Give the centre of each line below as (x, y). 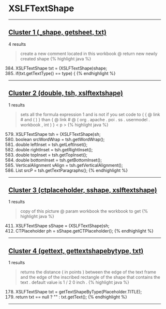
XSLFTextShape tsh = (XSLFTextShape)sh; (58, 134)
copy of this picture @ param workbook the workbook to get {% (84, 211)
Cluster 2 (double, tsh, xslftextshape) (66, 93)
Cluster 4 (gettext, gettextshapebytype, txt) (76, 251)
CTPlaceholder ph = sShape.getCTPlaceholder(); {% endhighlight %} (84, 231)
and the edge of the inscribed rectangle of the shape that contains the (90, 277)
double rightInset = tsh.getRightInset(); (54, 149)
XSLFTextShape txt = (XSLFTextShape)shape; (61, 68)
